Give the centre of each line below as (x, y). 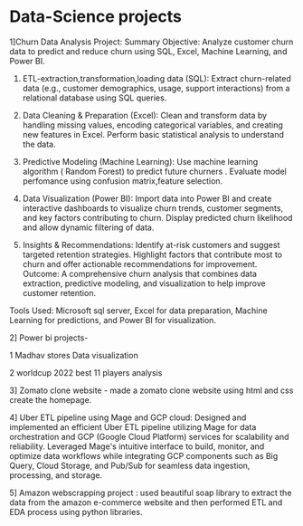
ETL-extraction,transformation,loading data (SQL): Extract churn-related (157, 78)
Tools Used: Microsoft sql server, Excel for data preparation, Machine (139, 311)
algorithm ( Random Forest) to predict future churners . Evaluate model (154, 171)
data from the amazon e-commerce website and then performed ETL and (146, 502)
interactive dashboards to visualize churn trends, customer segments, (152, 208)
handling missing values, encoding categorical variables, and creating (152, 125)
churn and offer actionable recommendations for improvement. (140, 263)
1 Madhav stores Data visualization (74, 355)
